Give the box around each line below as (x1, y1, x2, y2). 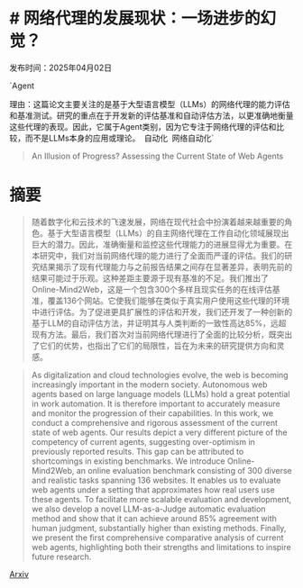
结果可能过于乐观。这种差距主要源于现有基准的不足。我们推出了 (31, 272, 269, 284)
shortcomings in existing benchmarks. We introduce (31, 456, 225, 466)
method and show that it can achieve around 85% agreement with (31, 512, 278, 523)
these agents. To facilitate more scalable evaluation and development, (31, 493, 291, 504)
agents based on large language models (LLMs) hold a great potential (31, 388, 290, 399)
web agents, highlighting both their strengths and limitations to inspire (31, 541, 291, 552)
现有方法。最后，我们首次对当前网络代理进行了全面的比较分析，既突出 (31, 329, 293, 339)
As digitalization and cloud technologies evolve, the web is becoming (31, 369, 289, 380)
